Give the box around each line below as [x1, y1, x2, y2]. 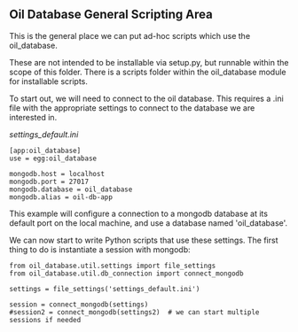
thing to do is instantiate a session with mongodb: [9, 243, 191, 255]
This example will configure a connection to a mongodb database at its [9, 208, 269, 219]
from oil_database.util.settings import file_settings [9, 261, 216, 270]
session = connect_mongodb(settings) [9, 300, 149, 309]
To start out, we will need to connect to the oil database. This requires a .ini [9, 93, 284, 104]
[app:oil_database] [9, 146, 82, 155]
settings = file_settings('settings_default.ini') [9, 284, 200, 293]
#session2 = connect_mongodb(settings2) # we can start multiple [9, 307, 260, 317]
